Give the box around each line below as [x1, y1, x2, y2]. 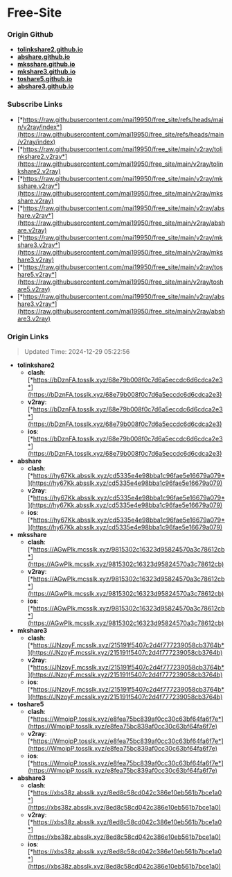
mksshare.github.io [17, 60, 75, 69]
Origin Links [7, 332, 49, 341]
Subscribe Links [7, 99, 63, 109]
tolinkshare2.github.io [17, 45, 83, 53]
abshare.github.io [17, 53, 71, 61]
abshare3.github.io [17, 82, 74, 91]
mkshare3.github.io [17, 67, 76, 76]
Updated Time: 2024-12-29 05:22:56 [24, 348, 130, 356]
